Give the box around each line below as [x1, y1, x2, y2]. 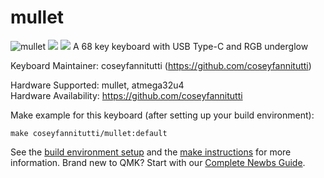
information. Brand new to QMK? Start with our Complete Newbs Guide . [10, 156, 306, 168]
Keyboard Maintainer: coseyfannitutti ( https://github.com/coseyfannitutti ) [10, 59, 312, 71]
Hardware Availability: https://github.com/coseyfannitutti [10, 89, 243, 101]
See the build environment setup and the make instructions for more [10, 146, 292, 158]
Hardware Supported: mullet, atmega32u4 [10, 79, 185, 91]
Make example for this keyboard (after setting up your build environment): [10, 109, 315, 121]
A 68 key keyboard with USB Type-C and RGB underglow [72, 40, 309, 52]
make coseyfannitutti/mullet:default [10, 128, 168, 138]
